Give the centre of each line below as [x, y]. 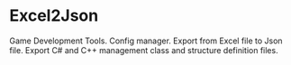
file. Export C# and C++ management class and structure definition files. [144, 50]
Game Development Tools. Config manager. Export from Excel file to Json [146, 41]
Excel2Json [54, 16]
